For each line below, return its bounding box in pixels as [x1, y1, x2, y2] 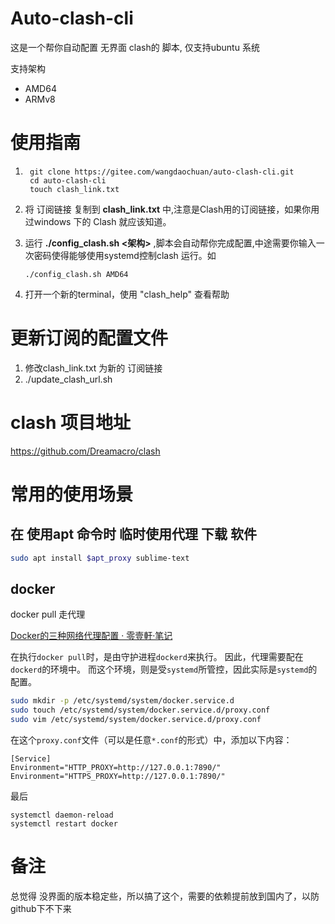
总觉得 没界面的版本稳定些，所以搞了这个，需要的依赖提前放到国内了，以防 [10, 890, 320, 902]
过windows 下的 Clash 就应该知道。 [24, 215, 172, 227]
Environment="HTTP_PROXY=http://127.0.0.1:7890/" [10, 763, 222, 773]
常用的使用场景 [10, 483, 134, 506]
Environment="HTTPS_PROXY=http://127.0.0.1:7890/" [10, 772, 226, 782]
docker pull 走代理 [10, 608, 86, 621]
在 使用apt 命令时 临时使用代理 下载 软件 [10, 526, 257, 543]
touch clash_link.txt [29, 184, 120, 194]
